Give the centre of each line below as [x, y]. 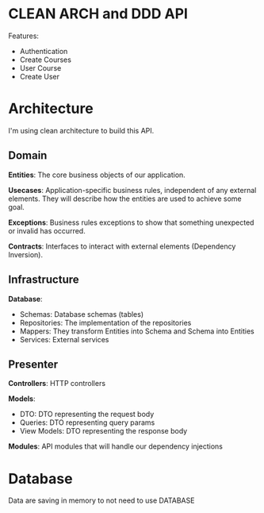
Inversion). [26, 254]
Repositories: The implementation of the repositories [105, 322]
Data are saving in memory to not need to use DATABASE [101, 500]
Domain [28, 156]
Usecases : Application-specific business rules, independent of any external [132, 190]
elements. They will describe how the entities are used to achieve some [125, 199]
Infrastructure [44, 280]
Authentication [44, 51]
